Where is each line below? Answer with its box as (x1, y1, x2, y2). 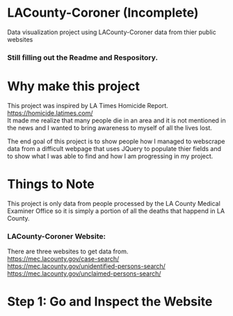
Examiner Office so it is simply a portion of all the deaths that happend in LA (7, 207, 225, 215)
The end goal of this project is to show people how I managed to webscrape (7, 137, 225, 145)
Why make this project (7, 79, 140, 95)
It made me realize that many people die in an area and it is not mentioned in (7, 116, 226, 125)
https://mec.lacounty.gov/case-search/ (7, 255, 120, 263)
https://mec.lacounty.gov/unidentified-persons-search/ (7, 262, 166, 271)
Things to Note (7, 176, 95, 192)
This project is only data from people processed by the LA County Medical (7, 199, 220, 207)
